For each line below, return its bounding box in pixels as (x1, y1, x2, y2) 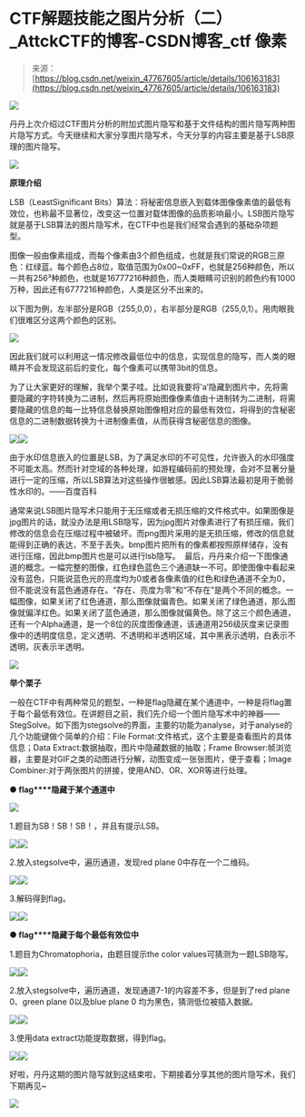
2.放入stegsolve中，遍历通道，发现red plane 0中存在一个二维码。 (9, 857, 254, 867)
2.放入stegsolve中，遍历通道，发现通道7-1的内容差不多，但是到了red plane (9, 985, 290, 995)
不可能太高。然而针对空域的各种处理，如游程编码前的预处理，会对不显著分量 (9, 463, 296, 474)
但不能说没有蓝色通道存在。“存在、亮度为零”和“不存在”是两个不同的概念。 (9, 584, 286, 595)
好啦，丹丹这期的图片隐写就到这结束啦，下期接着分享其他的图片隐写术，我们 (9, 1068, 296, 1080)
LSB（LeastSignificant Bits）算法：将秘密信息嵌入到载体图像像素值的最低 (9, 196, 284, 207)
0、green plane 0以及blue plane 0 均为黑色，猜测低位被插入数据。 (9, 995, 259, 1007)
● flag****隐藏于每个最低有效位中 (9, 929, 139, 940)
